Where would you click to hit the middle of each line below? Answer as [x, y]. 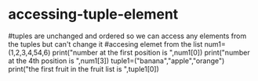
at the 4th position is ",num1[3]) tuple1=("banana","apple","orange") [116, 61]
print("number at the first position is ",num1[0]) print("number [151, 52]
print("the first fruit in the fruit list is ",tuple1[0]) [84, 69]
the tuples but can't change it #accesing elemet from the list [105, 44]
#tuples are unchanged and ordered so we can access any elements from [127, 36]
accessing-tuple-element [93, 14]
